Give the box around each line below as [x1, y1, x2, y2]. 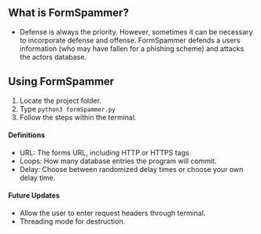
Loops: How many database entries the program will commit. [19, 156, 218, 166]
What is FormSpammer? [8, 6, 130, 20]
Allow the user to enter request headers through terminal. [19, 208, 206, 218]
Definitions [8, 130, 46, 140]
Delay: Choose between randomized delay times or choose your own [19, 164, 244, 174]
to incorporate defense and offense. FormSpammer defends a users [19, 35, 241, 45]
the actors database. [19, 52, 87, 61]
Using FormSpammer [8, 75, 115, 89]
